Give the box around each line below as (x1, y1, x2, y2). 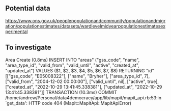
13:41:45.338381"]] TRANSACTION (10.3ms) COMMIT (5, 89, 118, 95)
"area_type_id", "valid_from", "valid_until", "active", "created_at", (5, 62, 140, 68)
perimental (5, 28, 28, 35)
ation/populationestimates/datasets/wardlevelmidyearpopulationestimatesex (5, 23, 166, 29)
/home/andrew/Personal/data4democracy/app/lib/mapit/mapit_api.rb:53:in (5, 94, 162, 101)
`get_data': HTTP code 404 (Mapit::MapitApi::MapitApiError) (5, 100, 131, 106)
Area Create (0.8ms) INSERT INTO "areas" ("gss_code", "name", (5, 57, 140, 63)
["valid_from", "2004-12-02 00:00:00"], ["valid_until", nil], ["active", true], (5, 78, 159, 85)
